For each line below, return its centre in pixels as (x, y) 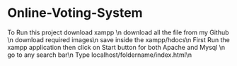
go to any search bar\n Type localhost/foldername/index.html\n (100, 55)
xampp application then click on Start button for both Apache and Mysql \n (116, 47)
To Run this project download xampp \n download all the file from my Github (118, 32)
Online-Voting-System (75, 13)
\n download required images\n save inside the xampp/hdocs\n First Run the (118, 39)
